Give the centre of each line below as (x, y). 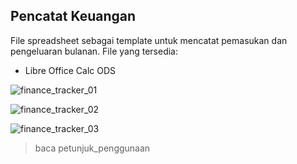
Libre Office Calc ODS (70, 70)
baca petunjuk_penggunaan (92, 148)
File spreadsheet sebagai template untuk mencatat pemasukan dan (149, 40)
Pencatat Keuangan (73, 16)
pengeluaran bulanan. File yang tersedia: (94, 51)
